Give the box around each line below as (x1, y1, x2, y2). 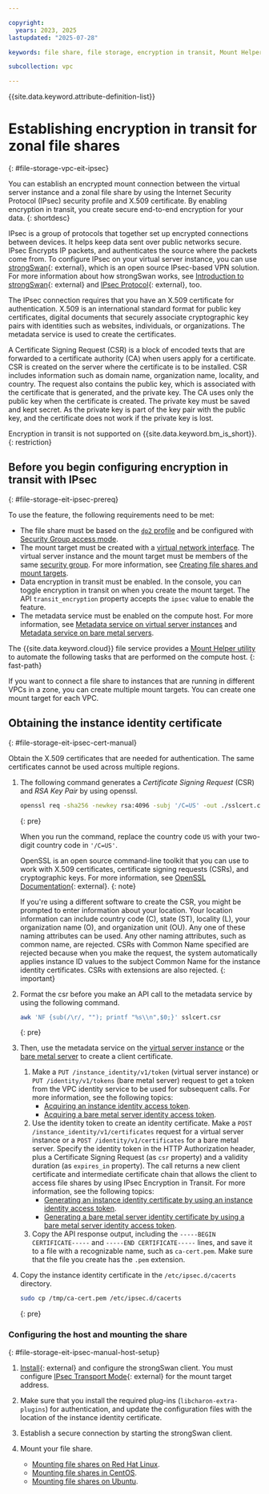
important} (19, 973, 56, 983)
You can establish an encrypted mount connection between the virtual (8, 179, 240, 189)
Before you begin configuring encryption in (8, 461, 228, 474)
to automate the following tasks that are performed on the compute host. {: (8, 652, 255, 662)
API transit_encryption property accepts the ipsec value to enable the (19, 593, 255, 603)
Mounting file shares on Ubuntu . (31, 1476, 139, 1486)
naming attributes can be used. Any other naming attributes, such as (19, 930, 247, 940)
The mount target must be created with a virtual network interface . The (19, 543, 255, 552)
